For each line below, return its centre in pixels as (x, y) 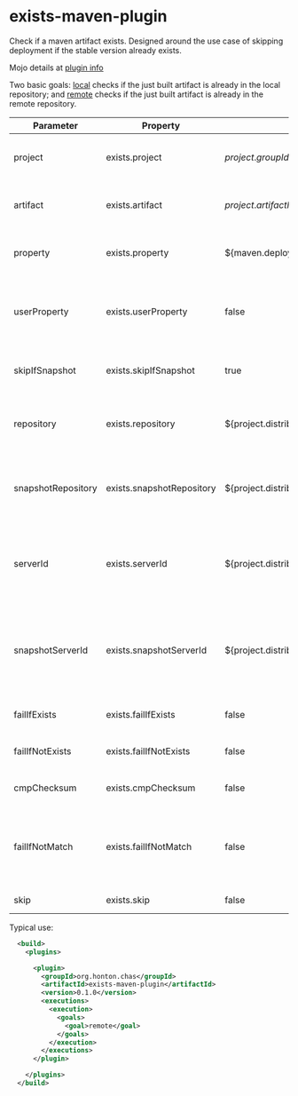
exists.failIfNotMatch (149, 846)
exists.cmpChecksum (151, 788)
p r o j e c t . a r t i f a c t (256, 204)
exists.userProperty (147, 311)
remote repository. (43, 103)
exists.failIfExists (141, 714)
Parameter (55, 125)
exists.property (137, 252)
